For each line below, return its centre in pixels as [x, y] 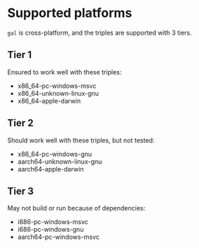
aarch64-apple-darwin [50, 169]
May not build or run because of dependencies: [77, 208]
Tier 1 [19, 55]
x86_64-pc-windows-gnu [55, 154]
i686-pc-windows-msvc [53, 222]
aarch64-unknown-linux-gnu [60, 162]
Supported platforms [70, 13]
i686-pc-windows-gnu [50, 230]
